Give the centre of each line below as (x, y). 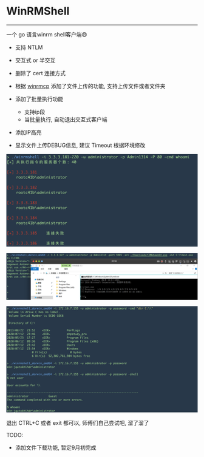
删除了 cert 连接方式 (40, 73)
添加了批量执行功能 (39, 99)
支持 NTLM (29, 47)
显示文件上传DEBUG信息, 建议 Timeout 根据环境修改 (80, 145)
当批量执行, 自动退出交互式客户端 (66, 119)
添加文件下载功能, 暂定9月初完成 (56, 447)
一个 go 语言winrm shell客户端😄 (47, 34)
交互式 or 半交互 (35, 60)
